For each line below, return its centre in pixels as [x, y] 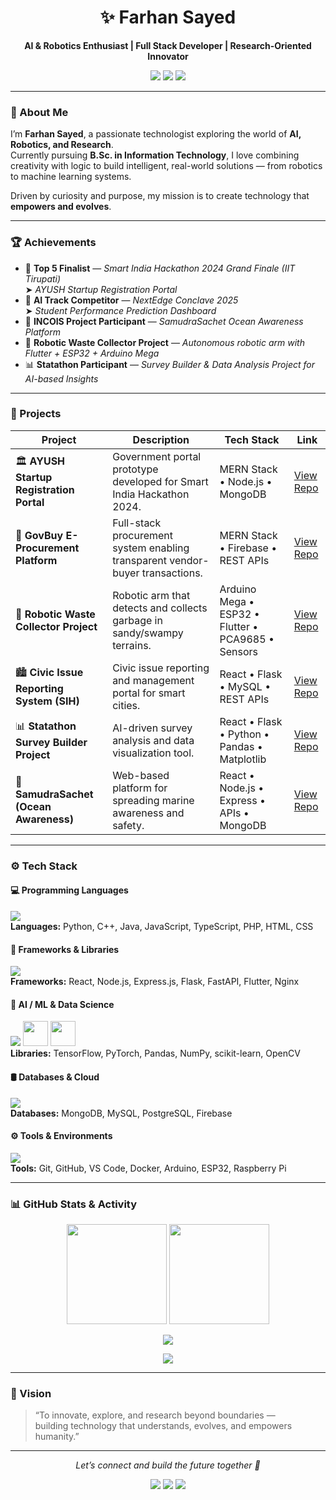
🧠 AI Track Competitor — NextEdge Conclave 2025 [131, 300]
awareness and [148, 813]
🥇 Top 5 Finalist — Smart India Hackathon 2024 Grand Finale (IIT [160, 268]
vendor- [189, 560]
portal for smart [149, 693]
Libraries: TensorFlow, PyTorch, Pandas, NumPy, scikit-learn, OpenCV [155, 1053]
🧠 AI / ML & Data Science [62, 1004]
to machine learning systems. [71, 177]
